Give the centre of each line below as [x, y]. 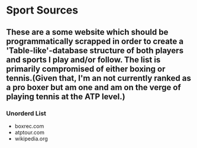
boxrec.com [29, 126]
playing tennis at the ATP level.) [66, 96]
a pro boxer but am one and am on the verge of [94, 87]
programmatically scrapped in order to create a [95, 41]
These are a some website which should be [87, 32]
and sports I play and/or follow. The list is [83, 60]
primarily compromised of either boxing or [86, 69]
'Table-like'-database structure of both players [95, 50]
